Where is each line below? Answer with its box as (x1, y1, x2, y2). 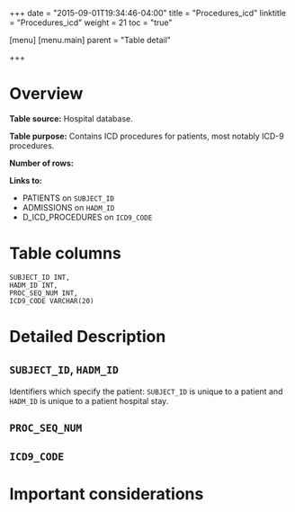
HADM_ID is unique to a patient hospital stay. (9, 395, 169, 406)
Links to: (9, 175, 42, 185)
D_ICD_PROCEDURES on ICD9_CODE (22, 211, 153, 222)
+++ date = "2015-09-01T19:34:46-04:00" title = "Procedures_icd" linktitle (9, 8, 286, 18)
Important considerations (9, 483, 204, 504)
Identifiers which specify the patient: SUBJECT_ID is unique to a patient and (9, 386, 283, 397)
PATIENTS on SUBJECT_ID (22, 193, 115, 203)
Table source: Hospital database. (9, 112, 133, 124)
